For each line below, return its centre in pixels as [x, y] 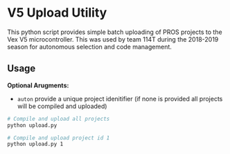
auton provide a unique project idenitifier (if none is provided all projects [120, 99]
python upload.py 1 [35, 144]
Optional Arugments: [38, 85]
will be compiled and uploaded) [62, 106]
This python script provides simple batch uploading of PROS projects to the [115, 32]
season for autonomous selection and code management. [89, 46]
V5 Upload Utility [57, 13]
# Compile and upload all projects [59, 119]
